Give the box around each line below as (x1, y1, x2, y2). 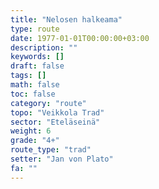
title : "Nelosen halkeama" (10, 14, 123, 25)
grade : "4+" (10, 136, 60, 146)
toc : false (10, 89, 56, 99)
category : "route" (10, 98, 87, 108)
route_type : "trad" (10, 145, 92, 155)
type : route (10, 24, 60, 34)
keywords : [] (10, 52, 65, 62)
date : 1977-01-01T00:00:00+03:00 (10, 33, 150, 43)
